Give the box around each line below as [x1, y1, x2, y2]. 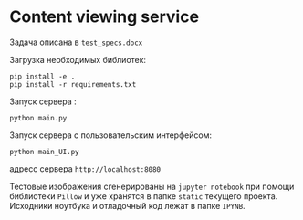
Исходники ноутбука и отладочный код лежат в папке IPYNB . [9, 200, 246, 211]
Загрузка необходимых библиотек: [9, 54, 147, 65]
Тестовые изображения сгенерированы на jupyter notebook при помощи [9, 181, 295, 192]
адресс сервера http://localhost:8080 [9, 162, 162, 174]
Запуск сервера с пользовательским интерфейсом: [9, 130, 213, 141]
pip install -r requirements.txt [9, 79, 137, 89]
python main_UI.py [9, 147, 79, 156]
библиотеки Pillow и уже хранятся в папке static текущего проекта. [9, 190, 278, 202]
